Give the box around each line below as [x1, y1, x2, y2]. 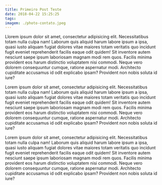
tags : [5, 16, 16, 21]
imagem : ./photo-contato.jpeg [5, 20, 66, 26]
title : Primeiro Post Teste [5, 7, 62, 12]
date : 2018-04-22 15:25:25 [5, 12, 59, 16]
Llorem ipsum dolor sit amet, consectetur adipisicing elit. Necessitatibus [5, 34, 148, 40]
